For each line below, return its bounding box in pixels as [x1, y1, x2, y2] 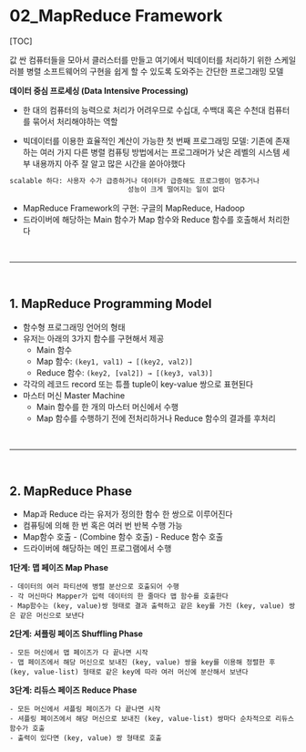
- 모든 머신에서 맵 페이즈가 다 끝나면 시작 [9, 648, 148, 657]
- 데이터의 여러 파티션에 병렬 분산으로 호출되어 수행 [9, 582, 179, 592]
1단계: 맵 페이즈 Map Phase [9, 562, 109, 573]
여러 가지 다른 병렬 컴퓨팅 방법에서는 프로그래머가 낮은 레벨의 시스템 [39, 147, 280, 158]
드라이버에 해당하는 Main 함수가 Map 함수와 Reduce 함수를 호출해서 [22, 213, 266, 224]
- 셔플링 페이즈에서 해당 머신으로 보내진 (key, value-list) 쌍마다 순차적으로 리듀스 [9, 715, 294, 724]
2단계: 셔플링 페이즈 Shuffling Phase [9, 628, 144, 639]
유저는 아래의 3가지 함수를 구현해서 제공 [22, 333, 165, 344]
